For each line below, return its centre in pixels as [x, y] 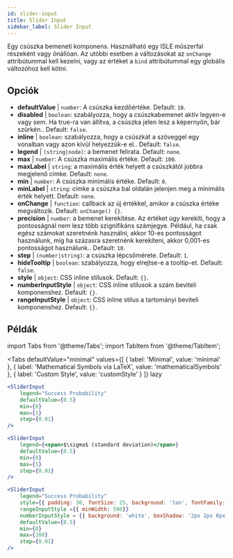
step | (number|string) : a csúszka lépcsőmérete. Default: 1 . [103, 256]
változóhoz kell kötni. [38, 69]
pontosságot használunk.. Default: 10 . [71, 248]
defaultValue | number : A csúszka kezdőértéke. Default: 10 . [101, 107]
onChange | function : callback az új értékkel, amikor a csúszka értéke [118, 203]
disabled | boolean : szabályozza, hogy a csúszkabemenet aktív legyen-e [121, 115]
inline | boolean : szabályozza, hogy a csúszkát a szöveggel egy [108, 137]
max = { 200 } [34, 535]
